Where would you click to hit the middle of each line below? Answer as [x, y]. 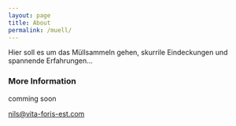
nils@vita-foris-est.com [46, 113]
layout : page [29, 15]
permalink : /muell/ [40, 30]
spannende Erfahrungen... [50, 61]
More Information [42, 81]
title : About [29, 23]
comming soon [32, 98]
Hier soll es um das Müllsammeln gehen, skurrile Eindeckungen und [118, 53]
